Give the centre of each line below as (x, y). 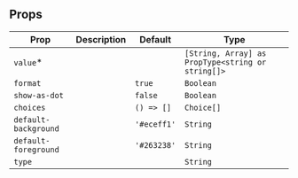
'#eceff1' (155, 124)
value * (28, 62)
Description (101, 39)
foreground (36, 149)
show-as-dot (39, 95)
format (27, 83)
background (36, 128)
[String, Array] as (226, 53)
